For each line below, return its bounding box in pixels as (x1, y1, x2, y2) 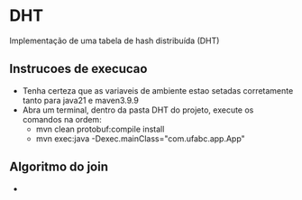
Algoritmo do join (9, 159, 108, 175)
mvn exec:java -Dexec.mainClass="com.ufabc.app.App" (35, 132, 245, 144)
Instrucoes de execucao (9, 61, 148, 77)
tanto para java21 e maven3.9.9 (22, 95, 140, 105)
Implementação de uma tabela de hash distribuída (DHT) (9, 35, 220, 46)
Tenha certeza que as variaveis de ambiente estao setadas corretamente (22, 85, 294, 95)
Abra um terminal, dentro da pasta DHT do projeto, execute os (22, 105, 254, 115)
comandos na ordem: (22, 114, 102, 124)
